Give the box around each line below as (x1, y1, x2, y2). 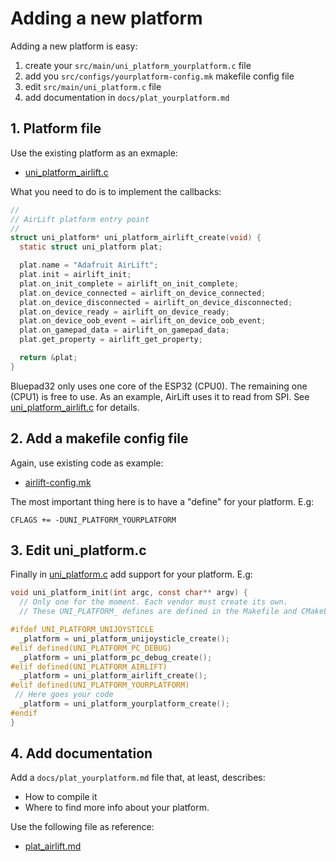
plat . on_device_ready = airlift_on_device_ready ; (19, 307, 230, 317)
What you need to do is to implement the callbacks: (10, 185, 222, 197)
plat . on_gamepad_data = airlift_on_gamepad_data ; (19, 325, 230, 336)
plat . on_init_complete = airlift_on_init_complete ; (19, 278, 240, 289)
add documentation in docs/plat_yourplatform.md (24, 91, 230, 103)
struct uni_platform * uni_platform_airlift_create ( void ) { (10, 233, 262, 243)
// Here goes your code (14, 690, 114, 700)
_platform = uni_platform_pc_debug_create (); (19, 652, 213, 662)
